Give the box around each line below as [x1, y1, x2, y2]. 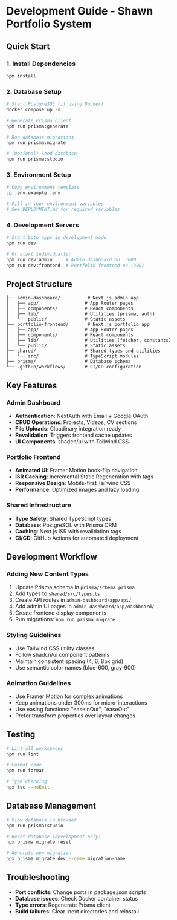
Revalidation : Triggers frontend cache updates [14, 431, 132, 439]
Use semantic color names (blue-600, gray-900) [14, 664, 137, 671]
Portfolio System [6, 17, 92, 31]
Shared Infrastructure [6, 501, 71, 509]
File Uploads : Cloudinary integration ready [14, 425, 121, 432]
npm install [6, 73, 36, 79]
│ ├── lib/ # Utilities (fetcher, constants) [6, 338, 172, 344]
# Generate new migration [6, 850, 71, 856]
